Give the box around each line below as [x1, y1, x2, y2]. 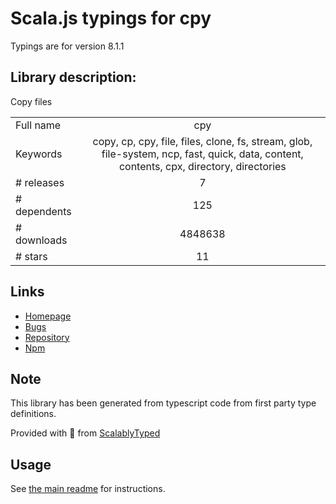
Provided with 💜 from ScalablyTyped [10, 427, 161, 439]
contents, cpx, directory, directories [118, 159, 287, 173]
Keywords [15, 147, 63, 161]
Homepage [24, 310, 72, 322]
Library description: [10, 69, 137, 86]
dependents [15, 204, 72, 218]
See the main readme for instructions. [10, 483, 166, 495]
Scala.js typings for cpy [10, 7, 212, 30]
